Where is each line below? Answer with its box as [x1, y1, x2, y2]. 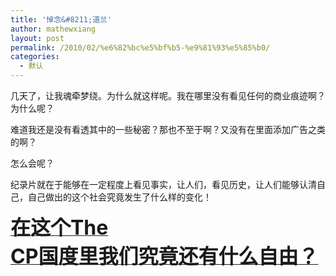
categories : [10, 52, 60, 62]
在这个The [10, 215, 109, 240]
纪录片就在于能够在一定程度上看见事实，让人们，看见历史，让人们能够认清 [10, 179, 317, 190]
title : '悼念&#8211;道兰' [10, 14, 113, 25]
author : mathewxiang [10, 24, 97, 34]
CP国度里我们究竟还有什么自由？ [10, 244, 319, 269]
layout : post [10, 33, 65, 43]
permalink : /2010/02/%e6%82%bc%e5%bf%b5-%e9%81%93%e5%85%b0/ [10, 42, 271, 53]
